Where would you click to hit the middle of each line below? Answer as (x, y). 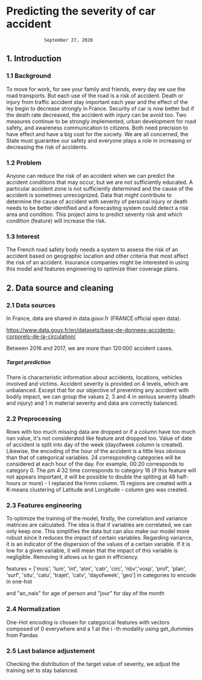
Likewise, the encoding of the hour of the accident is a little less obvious (96, 451)
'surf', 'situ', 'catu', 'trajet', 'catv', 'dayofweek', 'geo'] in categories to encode (101, 575)
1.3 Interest (23, 236)
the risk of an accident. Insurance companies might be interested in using (97, 263)
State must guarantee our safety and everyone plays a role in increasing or (99, 140)
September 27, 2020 (69, 40)
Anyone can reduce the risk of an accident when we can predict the (90, 175)
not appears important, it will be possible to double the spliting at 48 (91, 477)
